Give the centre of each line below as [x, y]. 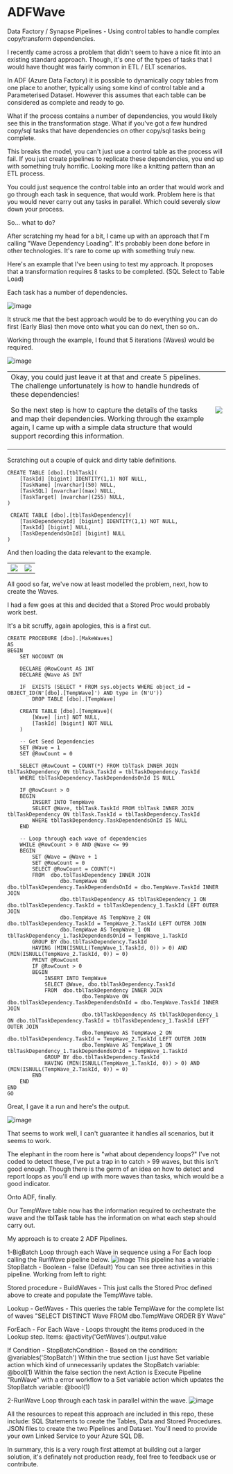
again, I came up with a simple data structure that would [102, 427]
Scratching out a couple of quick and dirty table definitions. [92, 460]
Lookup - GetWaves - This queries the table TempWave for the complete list [115, 1308]
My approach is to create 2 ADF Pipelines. [67, 1238]
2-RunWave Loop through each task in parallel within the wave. [97, 1400]
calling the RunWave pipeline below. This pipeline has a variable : [113, 1259]
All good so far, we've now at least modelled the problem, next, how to [108, 584]
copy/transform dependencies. [51, 38]
